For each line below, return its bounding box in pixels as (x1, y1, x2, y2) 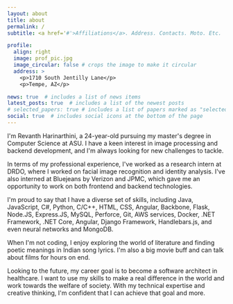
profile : (7, 42, 33, 49)
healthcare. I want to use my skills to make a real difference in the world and (7, 273, 225, 282)
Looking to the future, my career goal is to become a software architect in (7, 267, 218, 275)
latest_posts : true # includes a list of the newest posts (7, 100, 185, 107)
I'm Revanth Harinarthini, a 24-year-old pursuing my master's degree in (7, 131, 212, 140)
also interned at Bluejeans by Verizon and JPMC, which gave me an (7, 174, 200, 183)
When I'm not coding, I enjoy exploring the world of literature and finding (7, 238, 215, 246)
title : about (7, 17, 45, 24)
